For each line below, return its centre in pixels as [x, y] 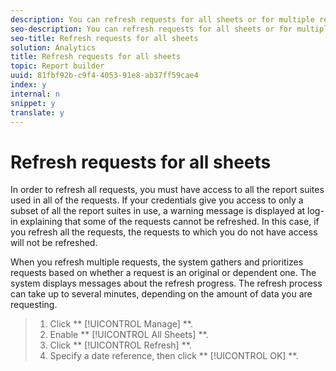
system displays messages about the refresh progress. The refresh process [166, 283]
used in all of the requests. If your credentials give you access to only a [157, 200]
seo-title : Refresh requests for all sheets [104, 38]
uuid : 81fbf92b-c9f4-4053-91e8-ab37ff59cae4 [104, 76]
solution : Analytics [53, 47]
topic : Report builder [57, 66]
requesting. [34, 305]
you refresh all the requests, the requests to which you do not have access [164, 232]
